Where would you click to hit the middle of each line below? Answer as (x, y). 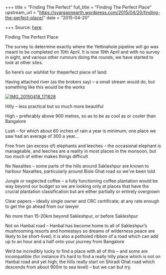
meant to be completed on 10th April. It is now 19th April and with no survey (83, 52)
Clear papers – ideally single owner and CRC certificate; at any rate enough (82, 201)
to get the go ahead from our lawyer (42, 206)
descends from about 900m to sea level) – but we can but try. (68, 267)
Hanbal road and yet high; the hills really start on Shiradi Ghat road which (80, 262)
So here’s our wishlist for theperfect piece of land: (56, 72)
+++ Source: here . (24, 27)
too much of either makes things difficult (47, 156)
